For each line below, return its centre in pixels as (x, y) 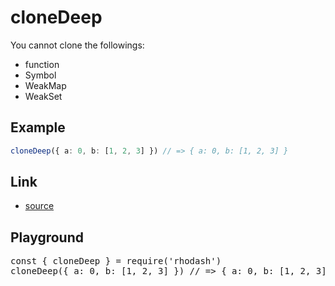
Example (38, 127)
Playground (47, 237)
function (42, 64)
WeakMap (45, 85)
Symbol (40, 75)
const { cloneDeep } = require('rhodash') (116, 261)
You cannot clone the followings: (77, 45)
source (39, 206)
